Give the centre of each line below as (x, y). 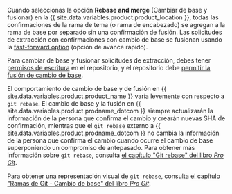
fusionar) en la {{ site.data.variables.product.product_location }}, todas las (113, 17)
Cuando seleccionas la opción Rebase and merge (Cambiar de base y (107, 10)
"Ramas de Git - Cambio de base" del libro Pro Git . (79, 183)
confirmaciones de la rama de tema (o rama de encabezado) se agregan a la (116, 25)
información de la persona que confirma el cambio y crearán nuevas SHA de (116, 118)
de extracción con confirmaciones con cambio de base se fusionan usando (115, 40)
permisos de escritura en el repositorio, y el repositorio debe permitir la (109, 68)
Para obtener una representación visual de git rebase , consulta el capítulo (114, 176)
